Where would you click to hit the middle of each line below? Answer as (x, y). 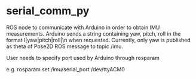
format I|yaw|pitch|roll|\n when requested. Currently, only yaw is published (98, 40)
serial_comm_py (48, 11)
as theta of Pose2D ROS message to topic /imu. (65, 46)
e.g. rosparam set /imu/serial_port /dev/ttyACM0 (66, 69)
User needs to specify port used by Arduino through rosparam (83, 58)
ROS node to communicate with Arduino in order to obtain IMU (83, 27)
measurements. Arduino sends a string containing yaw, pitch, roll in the (94, 33)
